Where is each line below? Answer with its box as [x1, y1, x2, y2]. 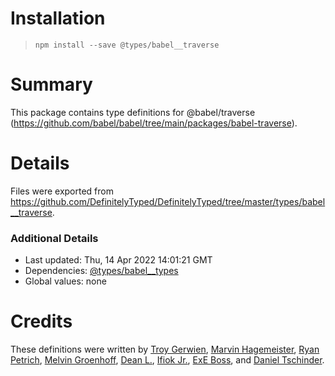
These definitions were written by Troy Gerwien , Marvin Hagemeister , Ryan [10, 343, 320, 356]
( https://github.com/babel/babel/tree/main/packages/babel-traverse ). [10, 117, 298, 129]
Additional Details [10, 231, 99, 245]
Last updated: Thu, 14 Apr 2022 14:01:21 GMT [24, 254, 213, 266]
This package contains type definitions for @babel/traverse [10, 106, 256, 118]
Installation [10, 7, 106, 30]
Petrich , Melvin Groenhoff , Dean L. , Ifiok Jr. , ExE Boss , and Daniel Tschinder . [10, 354, 325, 366]
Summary [10, 73, 93, 96]
